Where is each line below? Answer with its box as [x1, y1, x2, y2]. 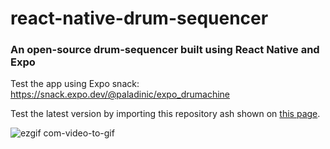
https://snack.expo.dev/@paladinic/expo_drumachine [10, 88, 231, 101]
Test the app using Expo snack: [10, 78, 140, 90]
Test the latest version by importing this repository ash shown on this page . [10, 108, 321, 120]
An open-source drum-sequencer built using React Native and [10, 43, 320, 57]
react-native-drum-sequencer [10, 7, 269, 30]
